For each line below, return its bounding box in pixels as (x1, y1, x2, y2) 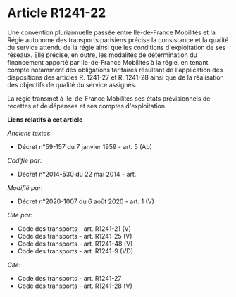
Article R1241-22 (7, 5, 106, 21)
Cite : (7, 260, 21, 269)
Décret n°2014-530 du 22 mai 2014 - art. (17, 170, 137, 178)
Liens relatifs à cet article (7, 115, 83, 124)
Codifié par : (7, 156, 42, 165)
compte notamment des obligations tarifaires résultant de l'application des (7, 65, 223, 74)
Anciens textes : (7, 129, 53, 137)
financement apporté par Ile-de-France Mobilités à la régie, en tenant (7, 58, 209, 66)
